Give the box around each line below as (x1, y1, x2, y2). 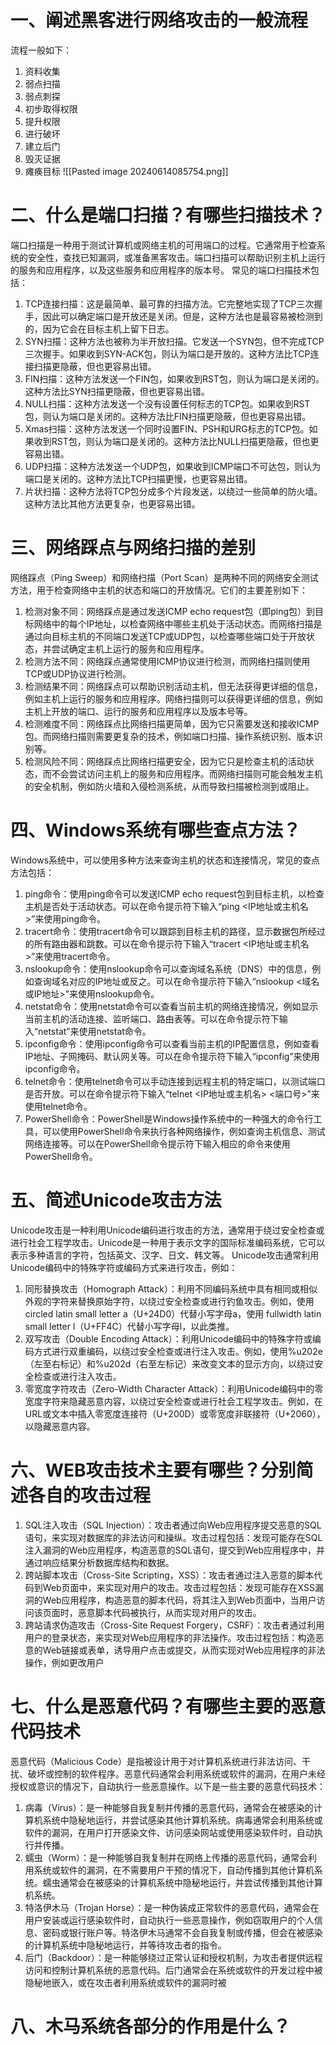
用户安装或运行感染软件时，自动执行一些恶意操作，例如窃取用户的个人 (24, 1914, 315, 1926)
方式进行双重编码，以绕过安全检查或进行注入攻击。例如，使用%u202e (33, 1345, 323, 1357)
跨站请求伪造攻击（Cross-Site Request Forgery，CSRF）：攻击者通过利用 (24, 1619, 325, 1631)
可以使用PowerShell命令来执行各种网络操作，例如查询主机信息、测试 (42, 1125, 326, 1137)
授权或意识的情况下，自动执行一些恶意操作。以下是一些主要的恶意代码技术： (10, 1780, 326, 1792)
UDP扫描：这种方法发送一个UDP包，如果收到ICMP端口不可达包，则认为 (24, 460, 322, 472)
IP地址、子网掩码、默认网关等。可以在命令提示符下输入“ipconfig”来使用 (24, 1050, 320, 1062)
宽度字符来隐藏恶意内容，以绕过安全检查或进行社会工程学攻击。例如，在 (24, 1395, 323, 1407)
